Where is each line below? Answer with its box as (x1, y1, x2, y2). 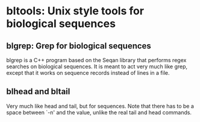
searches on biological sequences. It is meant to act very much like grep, (6, 63, 188, 70)
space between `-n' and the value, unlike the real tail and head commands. (6, 109, 192, 116)
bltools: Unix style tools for (6, 4, 145, 18)
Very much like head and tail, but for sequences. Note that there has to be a (6, 102, 195, 109)
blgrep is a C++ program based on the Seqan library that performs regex (6, 57, 187, 63)
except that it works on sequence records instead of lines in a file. (6, 69, 170, 76)
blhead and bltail (6, 87, 70, 97)
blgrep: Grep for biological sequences (6, 41, 152, 51)
